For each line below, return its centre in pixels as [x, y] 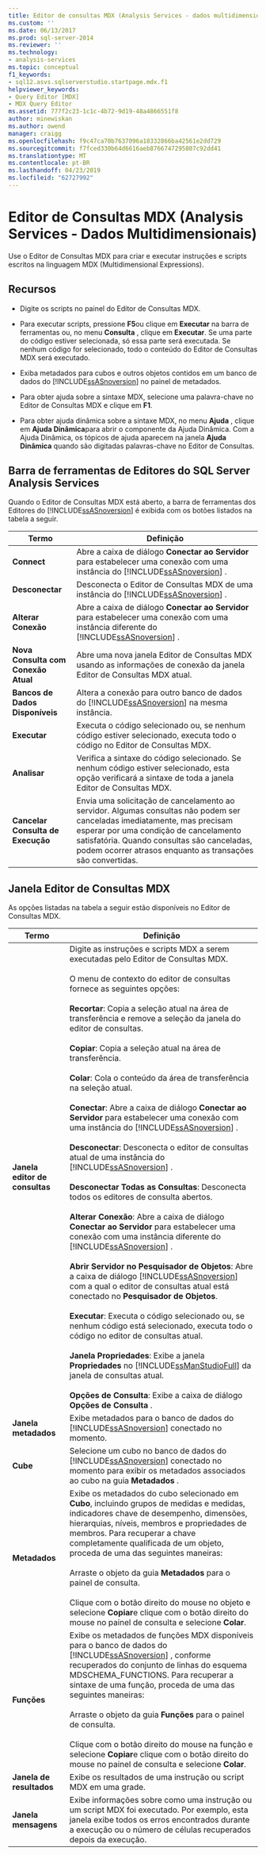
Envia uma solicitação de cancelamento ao [156, 801]
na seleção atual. [101, 1088]
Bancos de [32, 693]
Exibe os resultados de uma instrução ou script [157, 1777]
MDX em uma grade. [108, 1788]
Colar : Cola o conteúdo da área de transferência [159, 1078]
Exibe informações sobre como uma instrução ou [161, 1800]
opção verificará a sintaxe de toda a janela [155, 778]
